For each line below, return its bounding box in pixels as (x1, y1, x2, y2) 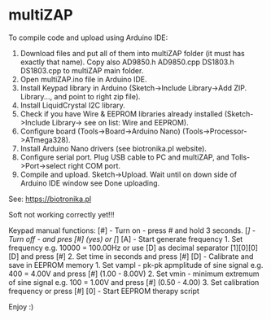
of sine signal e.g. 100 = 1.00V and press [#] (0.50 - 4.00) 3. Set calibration (8, 277, 260, 287)
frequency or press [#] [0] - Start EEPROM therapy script (8, 286, 199, 296)
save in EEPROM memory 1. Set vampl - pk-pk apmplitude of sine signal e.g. (8, 260, 264, 270)
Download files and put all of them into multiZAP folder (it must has (20, 48, 246, 58)
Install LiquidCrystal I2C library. (20, 100, 126, 110)
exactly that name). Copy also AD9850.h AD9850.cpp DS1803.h (20, 57, 234, 67)
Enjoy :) (8, 301, 34, 311)
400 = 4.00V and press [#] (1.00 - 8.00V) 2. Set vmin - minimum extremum (8, 269, 260, 278)
